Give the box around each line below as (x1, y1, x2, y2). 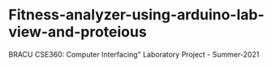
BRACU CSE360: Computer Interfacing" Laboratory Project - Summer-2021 (8, 49, 260, 59)
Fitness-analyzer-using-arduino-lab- (8, 6, 266, 24)
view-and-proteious (8, 23, 148, 41)
